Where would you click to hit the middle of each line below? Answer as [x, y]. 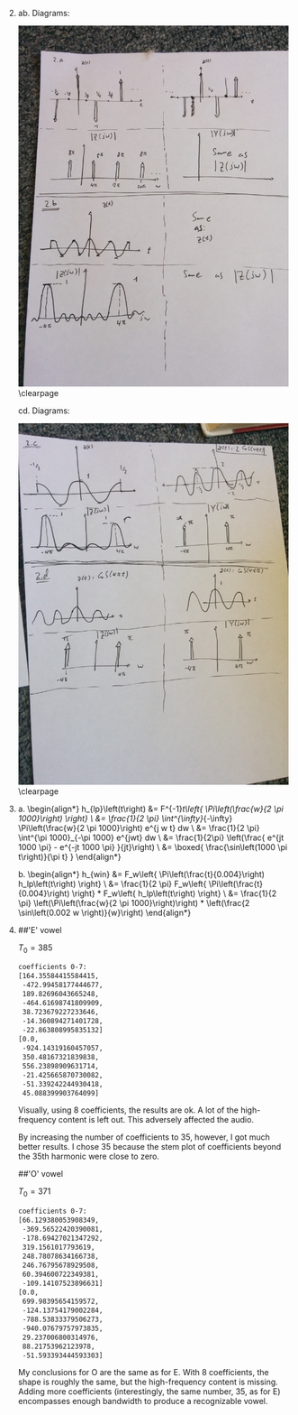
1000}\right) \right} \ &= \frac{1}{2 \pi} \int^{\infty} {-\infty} [125, 818]
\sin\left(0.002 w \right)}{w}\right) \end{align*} [104, 912]
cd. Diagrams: [44, 411]
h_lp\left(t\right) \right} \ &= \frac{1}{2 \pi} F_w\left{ [112, 883]
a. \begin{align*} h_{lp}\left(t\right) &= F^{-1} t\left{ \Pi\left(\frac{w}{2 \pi [150, 809]
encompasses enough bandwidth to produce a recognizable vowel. [143, 1401]
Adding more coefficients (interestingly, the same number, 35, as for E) [149, 1392]
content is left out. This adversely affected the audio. [156, 1120]
